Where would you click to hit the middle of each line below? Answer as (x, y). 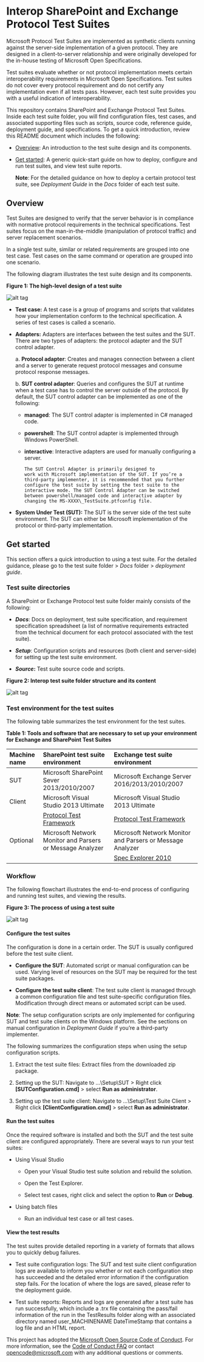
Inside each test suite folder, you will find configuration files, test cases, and (101, 116)
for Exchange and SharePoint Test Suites (59, 740)
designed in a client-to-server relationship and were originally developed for (102, 54)
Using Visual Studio (39, 1159)
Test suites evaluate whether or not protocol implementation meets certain (99, 72)
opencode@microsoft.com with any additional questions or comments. (95, 1353)
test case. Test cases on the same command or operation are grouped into (100, 256)
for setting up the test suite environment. (66, 657)
